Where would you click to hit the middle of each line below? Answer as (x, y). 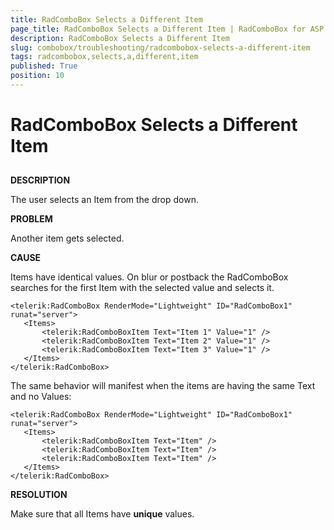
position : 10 (37, 76)
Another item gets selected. (67, 238)
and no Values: (41, 397)
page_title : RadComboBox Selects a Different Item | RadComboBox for (158, 29)
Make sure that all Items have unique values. (102, 514)
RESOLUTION (39, 495)
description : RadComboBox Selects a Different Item (120, 38)
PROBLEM (31, 219)
